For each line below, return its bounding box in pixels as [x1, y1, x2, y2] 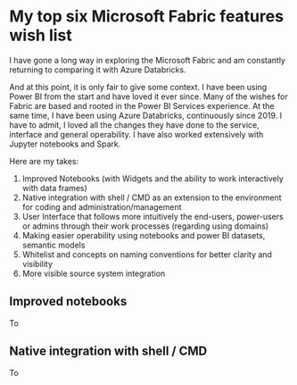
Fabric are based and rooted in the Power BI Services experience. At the [9, 100, 275, 111]
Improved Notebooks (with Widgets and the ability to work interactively [21, 172, 284, 184]
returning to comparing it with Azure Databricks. [9, 64, 186, 75]
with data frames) [21, 182, 87, 193]
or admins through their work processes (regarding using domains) [21, 221, 269, 231]
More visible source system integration [21, 268, 166, 279]
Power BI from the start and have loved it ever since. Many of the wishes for [9, 91, 288, 102]
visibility [21, 258, 54, 269]
